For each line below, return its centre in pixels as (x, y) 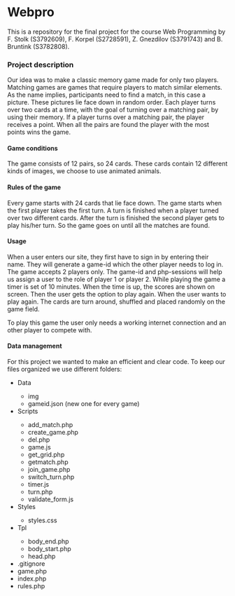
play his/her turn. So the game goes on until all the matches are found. (108, 225)
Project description (41, 65)
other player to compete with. (50, 330)
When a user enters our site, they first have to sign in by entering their (108, 257)
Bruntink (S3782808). (38, 46)
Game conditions (33, 148)
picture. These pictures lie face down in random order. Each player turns (112, 102)
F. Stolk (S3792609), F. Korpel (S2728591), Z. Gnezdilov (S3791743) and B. (115, 39)
